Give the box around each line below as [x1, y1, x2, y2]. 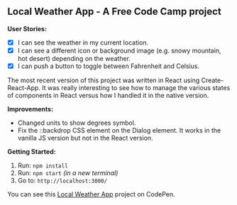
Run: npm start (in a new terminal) [17, 169, 118, 177]
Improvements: [7, 105, 54, 113]
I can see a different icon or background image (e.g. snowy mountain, [17, 46, 221, 55]
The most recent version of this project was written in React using [7, 76, 200, 84]
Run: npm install [17, 161, 69, 170]
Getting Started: [7, 148, 56, 155]
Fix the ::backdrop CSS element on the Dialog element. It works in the [17, 126, 221, 134]
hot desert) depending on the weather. [17, 54, 131, 62]
